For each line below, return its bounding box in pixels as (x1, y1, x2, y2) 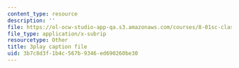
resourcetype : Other (7, 37, 69, 44)
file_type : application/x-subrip (7, 30, 107, 38)
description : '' (7, 17, 55, 24)
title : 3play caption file (7, 43, 87, 50)
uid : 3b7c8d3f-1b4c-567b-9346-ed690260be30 (7, 50, 139, 57)
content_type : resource (7, 10, 78, 18)
